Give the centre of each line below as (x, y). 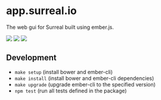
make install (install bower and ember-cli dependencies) (84, 78)
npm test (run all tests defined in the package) (70, 91)
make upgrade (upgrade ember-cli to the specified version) (85, 84)
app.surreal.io (42, 11)
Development (32, 58)
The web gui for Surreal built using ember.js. (60, 27)
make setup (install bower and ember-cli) (64, 72)
